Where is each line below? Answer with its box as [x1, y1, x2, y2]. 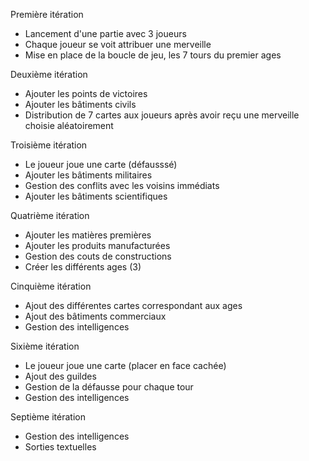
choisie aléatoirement [24, 120, 114, 131]
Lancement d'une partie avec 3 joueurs [24, 28, 187, 39]
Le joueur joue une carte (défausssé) [24, 159, 178, 170]
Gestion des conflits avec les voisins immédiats [24, 180, 220, 191]
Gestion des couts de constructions [24, 250, 172, 262]
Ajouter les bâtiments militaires [24, 169, 153, 181]
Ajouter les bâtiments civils [24, 99, 137, 110]
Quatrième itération [10, 210, 90, 221]
